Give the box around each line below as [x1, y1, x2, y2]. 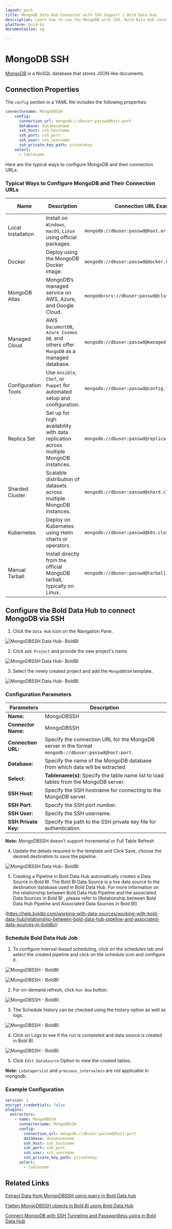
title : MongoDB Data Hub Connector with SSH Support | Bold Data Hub [5, 12, 157, 17]
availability [46, 422, 72, 429]
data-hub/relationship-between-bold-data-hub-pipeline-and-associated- [5, 916, 160, 922]
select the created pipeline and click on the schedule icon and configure [12, 952, 165, 958]
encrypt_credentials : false [5, 1102, 66, 1108]
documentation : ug [5, 27, 45, 32]
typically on [46, 582, 74, 589]
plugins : [5, 1107, 24, 1112]
